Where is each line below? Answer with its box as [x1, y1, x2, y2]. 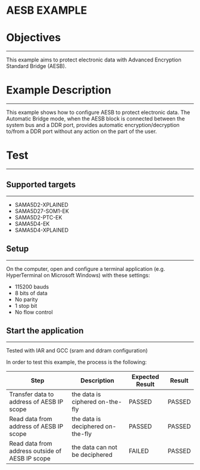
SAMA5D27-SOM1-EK [14, 207, 70, 215]
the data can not [71, 443, 118, 452]
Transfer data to [9, 390, 54, 398]
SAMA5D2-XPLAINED [14, 201, 68, 208]
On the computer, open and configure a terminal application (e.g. [6, 265, 165, 272]
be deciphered [71, 451, 113, 459]
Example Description [6, 84, 111, 97]
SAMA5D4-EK [14, 220, 50, 227]
